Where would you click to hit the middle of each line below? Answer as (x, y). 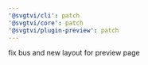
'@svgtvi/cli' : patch (44, 15)
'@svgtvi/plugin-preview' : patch (64, 30)
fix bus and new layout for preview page (74, 53)
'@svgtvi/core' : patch (46, 23)
